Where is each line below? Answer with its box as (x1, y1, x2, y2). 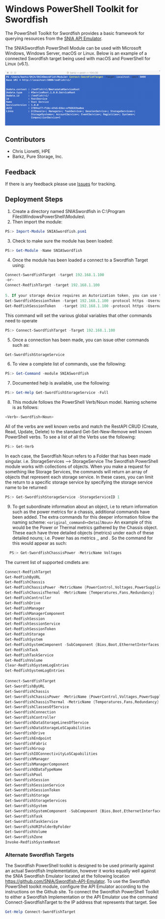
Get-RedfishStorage (5, 632, 45, 637)
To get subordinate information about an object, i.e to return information (12, 503, 158, 509)
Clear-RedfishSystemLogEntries (5, 663, 69, 668)
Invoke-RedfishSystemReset (5, 840, 60, 845)
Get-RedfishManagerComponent (5, 611, 65, 616)
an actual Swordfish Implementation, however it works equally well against (5, 868, 156, 874)
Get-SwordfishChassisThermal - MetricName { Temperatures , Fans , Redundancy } (5, 699, 160, 705)
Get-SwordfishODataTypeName (5, 767, 63, 772)
